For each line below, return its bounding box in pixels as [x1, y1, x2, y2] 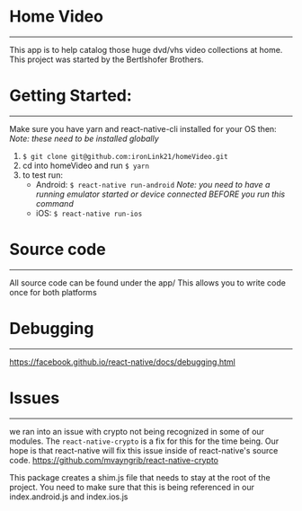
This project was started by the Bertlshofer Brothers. [9, 54, 204, 65]
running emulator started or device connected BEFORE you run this [35, 189, 286, 199]
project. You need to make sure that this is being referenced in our [9, 481, 254, 492]
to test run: [22, 169, 63, 181]
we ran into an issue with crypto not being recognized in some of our [9, 426, 265, 436]
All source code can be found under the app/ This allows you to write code [9, 277, 286, 288]
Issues [9, 388, 60, 408]
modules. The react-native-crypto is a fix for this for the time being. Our [9, 436, 280, 446]
